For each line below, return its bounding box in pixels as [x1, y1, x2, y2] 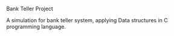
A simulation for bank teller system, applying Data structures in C [6, 17, 168, 23]
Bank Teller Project [6, 5, 53, 12]
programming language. [6, 23, 66, 30]
